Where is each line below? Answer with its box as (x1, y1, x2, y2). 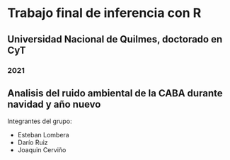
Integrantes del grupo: (7, 117, 72, 125)
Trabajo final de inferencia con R (7, 5, 202, 21)
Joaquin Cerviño (17, 146, 67, 154)
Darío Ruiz (17, 138, 48, 147)
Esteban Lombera (17, 131, 69, 139)
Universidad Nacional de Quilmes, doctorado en (7, 33, 223, 45)
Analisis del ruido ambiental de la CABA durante (7, 87, 223, 99)
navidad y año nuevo (7, 98, 101, 110)
